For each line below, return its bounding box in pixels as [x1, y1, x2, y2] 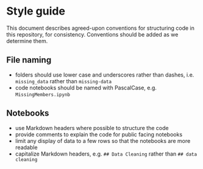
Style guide [6, 4, 66, 18]
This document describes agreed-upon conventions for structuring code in [6, 24, 195, 32]
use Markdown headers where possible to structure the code [15, 124, 169, 131]
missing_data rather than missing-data [15, 77, 112, 84]
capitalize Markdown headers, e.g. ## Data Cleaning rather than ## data [15, 150, 197, 157]
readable [15, 143, 38, 151]
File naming [6, 55, 52, 65]
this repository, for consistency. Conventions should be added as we [6, 30, 179, 38]
